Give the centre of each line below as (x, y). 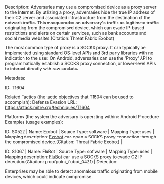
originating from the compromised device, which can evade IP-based (75, 28)
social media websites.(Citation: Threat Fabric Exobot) (60, 38)
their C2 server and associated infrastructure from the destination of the (78, 17)
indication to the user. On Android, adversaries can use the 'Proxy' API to (79, 58)
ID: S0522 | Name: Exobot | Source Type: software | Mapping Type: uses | (80, 131)
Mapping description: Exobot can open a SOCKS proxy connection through (81, 137)
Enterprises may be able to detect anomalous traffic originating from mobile (81, 171)
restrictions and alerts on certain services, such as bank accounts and (76, 33)
